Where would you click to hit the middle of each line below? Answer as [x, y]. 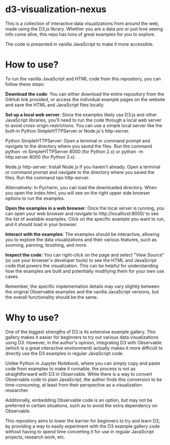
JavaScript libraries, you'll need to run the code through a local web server [83, 120]
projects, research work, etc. [35, 437]
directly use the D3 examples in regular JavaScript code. [64, 353]
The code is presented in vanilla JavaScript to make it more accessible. [80, 44]
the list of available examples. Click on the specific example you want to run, [85, 219]
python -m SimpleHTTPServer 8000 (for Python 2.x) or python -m [74, 152]
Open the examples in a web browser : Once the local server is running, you [85, 208]
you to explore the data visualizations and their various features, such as [81, 240]
